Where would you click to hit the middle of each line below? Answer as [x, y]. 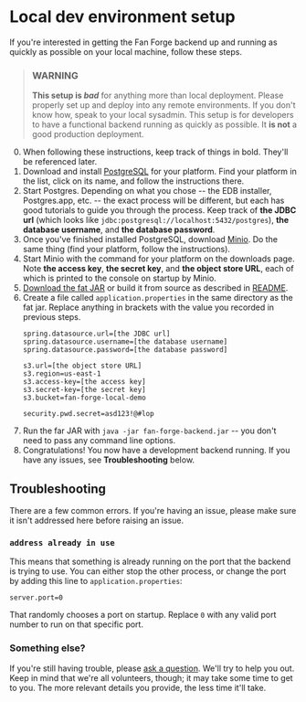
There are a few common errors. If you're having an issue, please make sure [153, 511]
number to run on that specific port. [77, 624]
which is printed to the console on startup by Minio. [119, 278]
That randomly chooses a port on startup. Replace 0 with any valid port [143, 615]
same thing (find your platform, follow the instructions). [127, 250]
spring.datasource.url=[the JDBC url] [96, 334]
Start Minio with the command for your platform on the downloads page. [158, 259]
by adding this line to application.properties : [96, 581]
